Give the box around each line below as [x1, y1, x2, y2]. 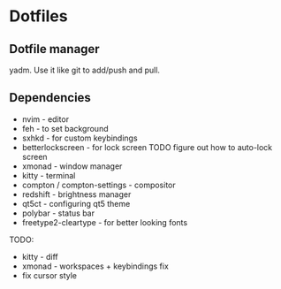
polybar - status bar [21, 208, 95, 218]
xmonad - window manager [21, 161, 123, 171]
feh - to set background [21, 123, 109, 133]
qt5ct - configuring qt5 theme [21, 198, 131, 209]
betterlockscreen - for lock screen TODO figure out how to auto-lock [21, 141, 273, 152]
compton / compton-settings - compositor [21, 179, 177, 190]
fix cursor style [21, 270, 78, 280]
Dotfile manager [9, 42, 100, 57]
